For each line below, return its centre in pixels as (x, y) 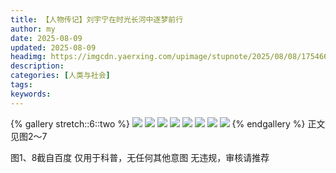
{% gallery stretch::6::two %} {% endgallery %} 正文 (168, 123)
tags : (21, 85)
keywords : (31, 94)
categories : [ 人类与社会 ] (60, 76)
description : (37, 66)
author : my (33, 29)
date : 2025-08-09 (46, 38)
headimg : (28, 57)
